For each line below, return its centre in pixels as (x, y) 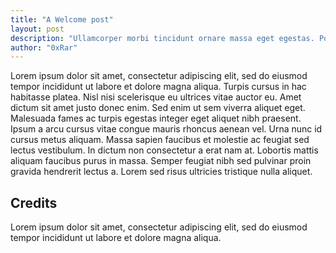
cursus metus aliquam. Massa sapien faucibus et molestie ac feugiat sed (160, 140)
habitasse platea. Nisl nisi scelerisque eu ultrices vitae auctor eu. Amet (156, 97)
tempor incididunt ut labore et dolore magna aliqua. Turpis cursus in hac (158, 87)
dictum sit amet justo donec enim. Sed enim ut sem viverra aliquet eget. (158, 108)
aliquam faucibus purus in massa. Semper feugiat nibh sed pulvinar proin (161, 161)
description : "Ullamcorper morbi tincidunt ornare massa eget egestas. (162, 38)
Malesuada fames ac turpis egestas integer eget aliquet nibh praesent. (156, 118)
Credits (34, 202)
